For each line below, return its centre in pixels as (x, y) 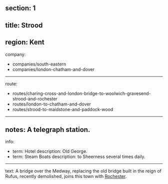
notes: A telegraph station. (48, 129)
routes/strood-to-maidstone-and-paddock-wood (63, 109)
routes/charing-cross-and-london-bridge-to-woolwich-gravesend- (81, 93)
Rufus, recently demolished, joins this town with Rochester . (66, 176)
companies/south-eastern (39, 64)
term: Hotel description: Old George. (50, 151)
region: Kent (25, 42)
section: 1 (20, 8)
